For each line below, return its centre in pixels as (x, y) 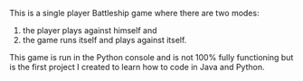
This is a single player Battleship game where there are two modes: (134, 13)
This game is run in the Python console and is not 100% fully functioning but (151, 57)
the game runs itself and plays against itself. (104, 40)
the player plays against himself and (90, 30)
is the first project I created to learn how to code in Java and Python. (137, 67)
